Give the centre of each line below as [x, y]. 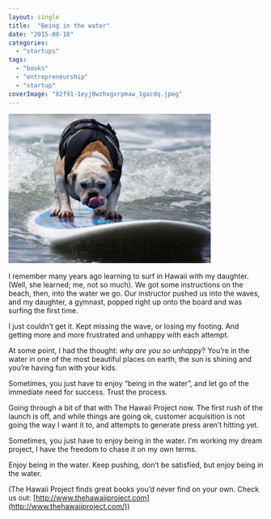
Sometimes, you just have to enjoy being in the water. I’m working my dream [135, 440]
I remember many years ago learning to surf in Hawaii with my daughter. [129, 276]
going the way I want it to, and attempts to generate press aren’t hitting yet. [133, 424]
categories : [28, 43]
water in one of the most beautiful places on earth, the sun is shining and [130, 359]
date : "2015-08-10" [41, 34]
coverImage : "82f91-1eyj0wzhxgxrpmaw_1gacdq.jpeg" [95, 94]
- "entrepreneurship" [52, 77]
